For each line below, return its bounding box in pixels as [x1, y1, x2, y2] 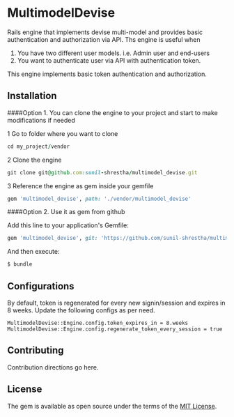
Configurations [7, 280, 75, 292]
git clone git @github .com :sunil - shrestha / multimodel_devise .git [7, 169, 198, 176]
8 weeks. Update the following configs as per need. [7, 305, 155, 314]
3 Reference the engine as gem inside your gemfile [7, 181, 154, 190]
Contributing [7, 344, 64, 356]
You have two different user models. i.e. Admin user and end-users [17, 49, 210, 57]
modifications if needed [7, 116, 75, 124]
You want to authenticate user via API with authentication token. [17, 56, 201, 64]
